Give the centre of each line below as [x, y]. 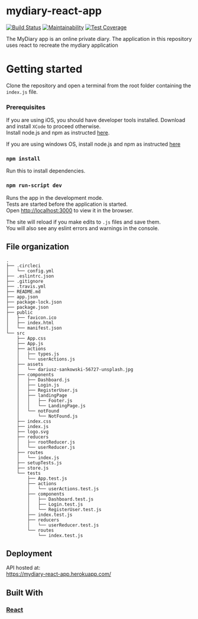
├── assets [30, 364]
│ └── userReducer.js [46, 447]
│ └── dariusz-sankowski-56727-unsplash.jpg [75, 369]
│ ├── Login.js [38, 385]
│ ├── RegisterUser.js [47, 390]
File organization [38, 247]
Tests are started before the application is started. [67, 204]
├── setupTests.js [39, 463]
